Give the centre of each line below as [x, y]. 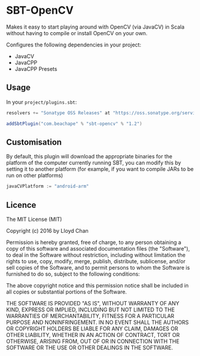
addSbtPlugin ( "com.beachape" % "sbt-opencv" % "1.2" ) [74, 124]
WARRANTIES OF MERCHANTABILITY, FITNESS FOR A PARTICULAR [90, 316]
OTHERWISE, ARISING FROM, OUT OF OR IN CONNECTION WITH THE [93, 341]
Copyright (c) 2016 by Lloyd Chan [47, 231]
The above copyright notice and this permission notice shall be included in [97, 285]
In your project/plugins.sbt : [42, 102]
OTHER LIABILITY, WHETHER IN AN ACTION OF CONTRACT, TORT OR [93, 335]
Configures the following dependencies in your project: [74, 45]
